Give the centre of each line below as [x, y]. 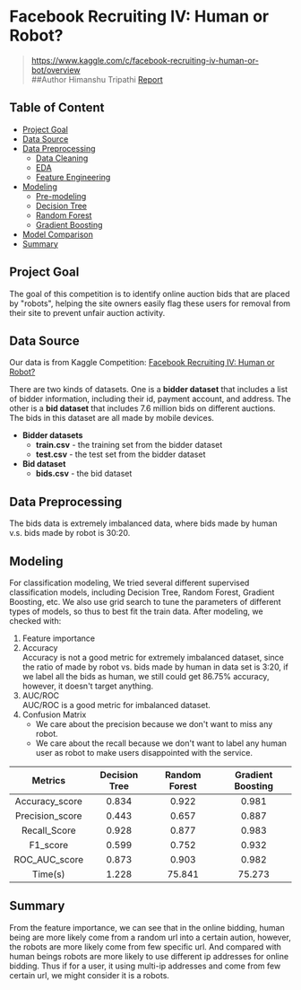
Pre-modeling [61, 196]
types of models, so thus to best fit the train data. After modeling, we [136, 611]
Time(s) [48, 874]
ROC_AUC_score [49, 859]
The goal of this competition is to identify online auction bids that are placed [150, 293]
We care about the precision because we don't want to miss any [154, 724]
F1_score [49, 845]
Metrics [48, 780]
